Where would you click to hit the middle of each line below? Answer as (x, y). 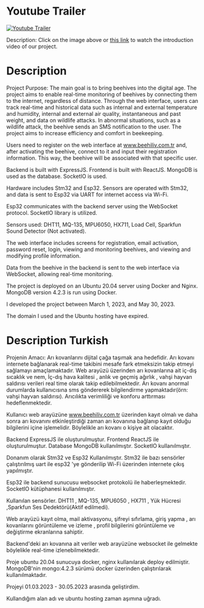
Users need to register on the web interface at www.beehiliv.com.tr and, (97, 145)
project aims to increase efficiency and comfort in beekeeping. (85, 133)
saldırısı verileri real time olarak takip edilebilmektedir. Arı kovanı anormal (98, 383)
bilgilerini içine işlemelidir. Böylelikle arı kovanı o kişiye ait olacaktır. (90, 427)
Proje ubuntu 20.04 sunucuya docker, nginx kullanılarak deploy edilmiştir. (98, 562)
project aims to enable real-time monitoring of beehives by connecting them (102, 94)
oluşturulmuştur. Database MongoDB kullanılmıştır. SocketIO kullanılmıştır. (99, 445)
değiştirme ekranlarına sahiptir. (45, 532)
